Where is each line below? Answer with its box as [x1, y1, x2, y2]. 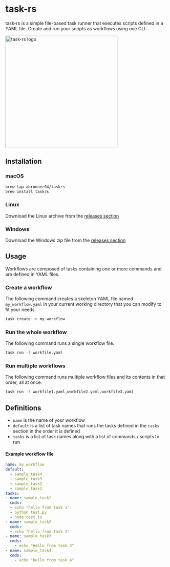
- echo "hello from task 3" [14, 543, 74, 549]
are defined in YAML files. [5, 271, 60, 277]
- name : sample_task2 [5, 519, 52, 524]
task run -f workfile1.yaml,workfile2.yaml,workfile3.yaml [5, 389, 134, 395]
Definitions [5, 403, 41, 412]
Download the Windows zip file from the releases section [5, 237, 126, 243]
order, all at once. [5, 379, 42, 385]
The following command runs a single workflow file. [5, 340, 114, 346]
